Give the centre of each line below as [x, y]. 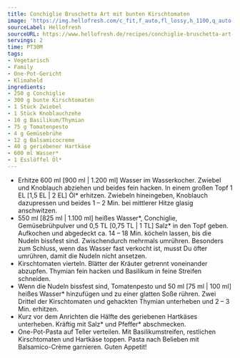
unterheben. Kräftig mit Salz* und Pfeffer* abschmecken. [102, 324]
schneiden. [34, 278]
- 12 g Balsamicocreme [41, 140]
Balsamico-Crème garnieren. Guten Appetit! [82, 347]
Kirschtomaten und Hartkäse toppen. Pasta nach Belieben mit [108, 339]
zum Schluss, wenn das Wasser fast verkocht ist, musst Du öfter [112, 248]
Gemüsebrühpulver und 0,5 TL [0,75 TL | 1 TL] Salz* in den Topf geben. [123, 225]
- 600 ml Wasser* [33, 153]
